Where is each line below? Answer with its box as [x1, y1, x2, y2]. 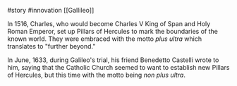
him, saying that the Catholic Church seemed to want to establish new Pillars [7, 63, 230, 71]
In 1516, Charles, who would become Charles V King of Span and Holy [7, 20, 211, 27]
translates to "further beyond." [7, 42, 96, 50]
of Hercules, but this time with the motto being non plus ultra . [7, 70, 186, 79]
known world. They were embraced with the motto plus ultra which [7, 35, 202, 43]
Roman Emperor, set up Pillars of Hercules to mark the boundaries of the [7, 27, 219, 35]
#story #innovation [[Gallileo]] [7, 6, 95, 14]
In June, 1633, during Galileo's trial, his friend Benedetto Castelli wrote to [7, 56, 219, 64]
